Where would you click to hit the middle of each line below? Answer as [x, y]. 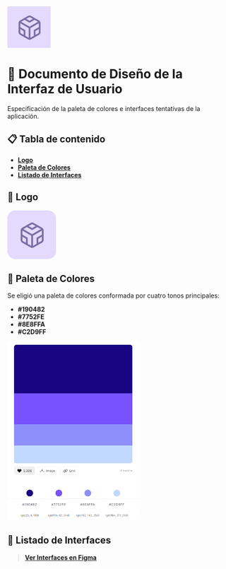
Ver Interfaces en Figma [60, 557]
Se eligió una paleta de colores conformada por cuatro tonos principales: [114, 295]
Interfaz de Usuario [65, 89]
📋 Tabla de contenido [56, 140]
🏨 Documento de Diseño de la [95, 74]
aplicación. [23, 116]
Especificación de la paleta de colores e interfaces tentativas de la [104, 108]
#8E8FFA [31, 324]
